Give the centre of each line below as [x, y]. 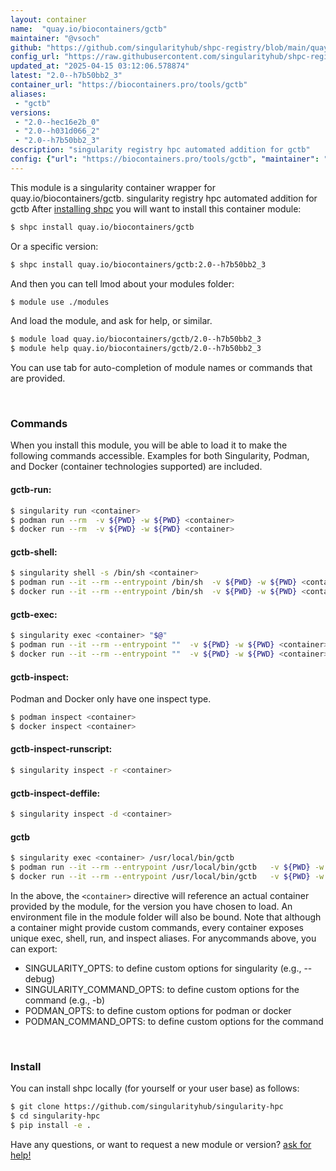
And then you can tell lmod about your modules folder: [122, 283]
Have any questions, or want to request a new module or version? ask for [161, 1144]
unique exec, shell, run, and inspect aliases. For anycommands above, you [163, 938]
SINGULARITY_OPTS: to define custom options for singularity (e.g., [163, 968]
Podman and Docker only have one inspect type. [111, 699]
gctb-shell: [34, 552]
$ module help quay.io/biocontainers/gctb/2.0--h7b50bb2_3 [136, 349]
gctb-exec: [34, 614]
